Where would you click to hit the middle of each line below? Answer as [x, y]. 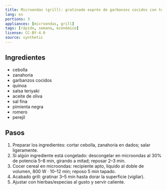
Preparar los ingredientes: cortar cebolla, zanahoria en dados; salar [81, 145]
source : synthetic [24, 38]
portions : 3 [17, 19]
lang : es [14, 14]
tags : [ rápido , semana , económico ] [42, 28]
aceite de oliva [27, 96]
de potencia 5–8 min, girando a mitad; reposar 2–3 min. [69, 161]
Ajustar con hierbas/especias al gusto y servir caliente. [69, 182]
